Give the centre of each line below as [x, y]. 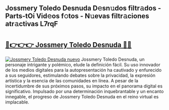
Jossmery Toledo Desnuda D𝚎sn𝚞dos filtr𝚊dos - [83, 8]
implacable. [17, 102]
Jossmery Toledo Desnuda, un [113, 59]
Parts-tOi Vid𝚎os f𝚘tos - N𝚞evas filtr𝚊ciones [77, 16]
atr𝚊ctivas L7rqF [32, 24]
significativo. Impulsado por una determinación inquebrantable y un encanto [84, 91]
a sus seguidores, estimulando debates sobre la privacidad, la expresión [80, 75]
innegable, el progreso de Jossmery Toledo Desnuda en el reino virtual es [82, 97]
